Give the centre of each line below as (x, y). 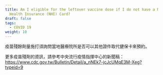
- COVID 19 (20, 28)
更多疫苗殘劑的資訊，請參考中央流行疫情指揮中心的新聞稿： (65, 57)
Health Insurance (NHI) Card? (40, 14)
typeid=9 (14, 67)
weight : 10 (16, 32)
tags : (10, 23)
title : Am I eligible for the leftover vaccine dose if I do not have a (80, 9)
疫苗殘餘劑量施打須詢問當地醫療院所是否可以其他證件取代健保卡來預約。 (77, 46)
